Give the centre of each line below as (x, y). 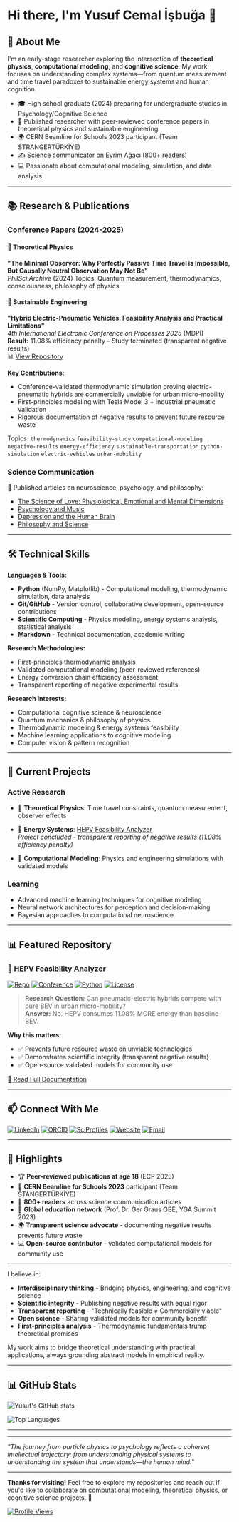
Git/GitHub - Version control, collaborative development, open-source (121, 604)
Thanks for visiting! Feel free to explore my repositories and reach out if (114, 1482)
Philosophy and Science (53, 524)
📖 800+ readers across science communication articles (100, 1202)
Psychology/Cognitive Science (63, 114)
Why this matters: (34, 1034)
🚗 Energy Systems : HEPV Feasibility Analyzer (85, 829)
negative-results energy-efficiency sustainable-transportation (103, 446)
